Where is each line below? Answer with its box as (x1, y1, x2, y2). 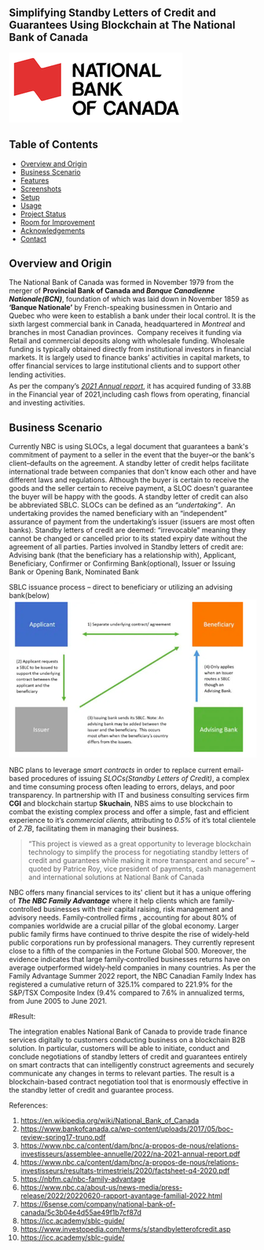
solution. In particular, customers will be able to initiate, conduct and (9, 1043, 230, 1053)
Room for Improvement (20, 217, 95, 227)
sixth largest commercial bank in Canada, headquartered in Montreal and (9, 319, 246, 329)
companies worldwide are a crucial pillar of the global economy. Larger (9, 920, 239, 931)
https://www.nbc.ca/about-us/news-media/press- (20, 1182, 183, 1192)
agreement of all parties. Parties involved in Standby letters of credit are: (9, 542, 244, 551)
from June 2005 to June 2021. (9, 996, 107, 1005)
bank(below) (9, 591, 50, 600)
